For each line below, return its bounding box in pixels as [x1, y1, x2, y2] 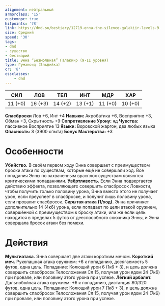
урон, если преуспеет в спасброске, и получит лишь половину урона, [5, 193, 152, 199]
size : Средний [5, 30, 34, 35]
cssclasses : [5, 72, 29, 76]
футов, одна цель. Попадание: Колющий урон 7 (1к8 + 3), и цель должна [5, 285, 157, 291]
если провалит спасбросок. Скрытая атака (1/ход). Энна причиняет [5, 198, 149, 205]
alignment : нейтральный [5, 7, 54, 12]
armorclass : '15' [5, 12, 41, 17]
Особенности [5, 146, 64, 157]
